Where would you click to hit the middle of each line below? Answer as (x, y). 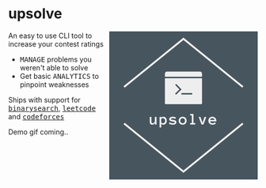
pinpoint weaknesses (54, 85)
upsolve (35, 14)
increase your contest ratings (56, 43)
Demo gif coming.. (38, 132)
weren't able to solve (54, 67)
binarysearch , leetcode (52, 108)
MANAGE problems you (56, 59)
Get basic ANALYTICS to (59, 76)
